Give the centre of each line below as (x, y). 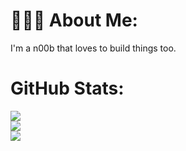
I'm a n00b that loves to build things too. (93, 48)
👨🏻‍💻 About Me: (74, 20)
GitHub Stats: (67, 88)
